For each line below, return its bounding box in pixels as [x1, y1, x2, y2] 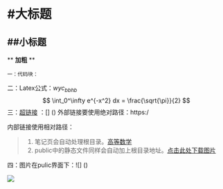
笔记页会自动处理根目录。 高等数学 [34, 137, 132, 145]
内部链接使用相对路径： [7, 123, 74, 131]
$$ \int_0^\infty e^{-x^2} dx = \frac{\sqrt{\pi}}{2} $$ [42, 96, 190, 105]
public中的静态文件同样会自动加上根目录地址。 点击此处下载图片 [34, 146, 216, 154]
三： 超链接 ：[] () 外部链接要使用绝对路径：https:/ [7, 108, 149, 116]
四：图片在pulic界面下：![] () [7, 161, 89, 169]
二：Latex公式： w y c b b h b [7, 84, 78, 93]
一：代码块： [7, 71, 39, 78]
